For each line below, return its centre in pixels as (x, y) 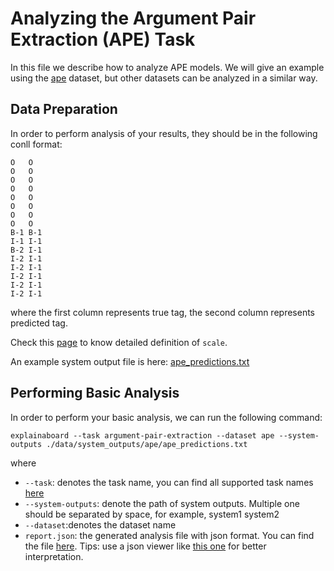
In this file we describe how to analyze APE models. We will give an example (167, 67)
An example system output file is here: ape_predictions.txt (130, 361)
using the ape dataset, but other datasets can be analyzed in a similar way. (164, 78)
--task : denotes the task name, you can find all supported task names (169, 482)
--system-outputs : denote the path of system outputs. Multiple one (162, 503)
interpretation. (54, 556)
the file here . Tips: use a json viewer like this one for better (145, 546)
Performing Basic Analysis (95, 393)
